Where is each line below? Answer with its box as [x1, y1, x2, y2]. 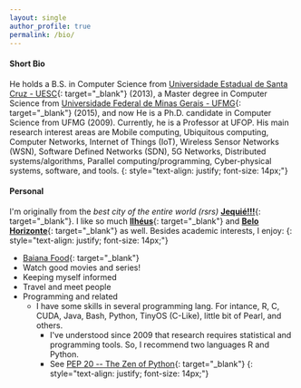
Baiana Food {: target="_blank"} [22, 252, 140, 263]
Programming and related [22, 291, 118, 302]
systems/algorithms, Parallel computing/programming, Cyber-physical [9, 155, 272, 166]
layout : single [9, 13, 67, 23]
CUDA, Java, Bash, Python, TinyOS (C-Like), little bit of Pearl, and [35, 310, 282, 321]
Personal [9, 186, 44, 197]
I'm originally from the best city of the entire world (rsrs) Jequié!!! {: [9, 206, 261, 217]
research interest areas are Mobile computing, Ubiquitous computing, [9, 126, 269, 137]
